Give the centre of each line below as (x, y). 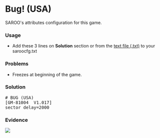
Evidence (16, 120)
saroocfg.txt (25, 51)
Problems (17, 64)
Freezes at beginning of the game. (47, 74)
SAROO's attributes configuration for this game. (53, 23)
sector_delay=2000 (27, 107)
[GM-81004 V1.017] (29, 102)
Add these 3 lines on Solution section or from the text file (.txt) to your (84, 46)
